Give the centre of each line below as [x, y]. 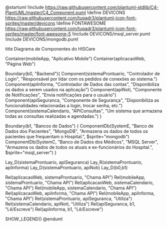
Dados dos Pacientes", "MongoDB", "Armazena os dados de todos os [77, 131]
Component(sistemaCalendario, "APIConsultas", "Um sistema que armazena [84, 111]
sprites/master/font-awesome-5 [38, 34]
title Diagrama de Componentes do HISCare [50, 49]
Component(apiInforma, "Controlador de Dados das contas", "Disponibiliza [82, 84]
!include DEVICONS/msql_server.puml [111, 34]
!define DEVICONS [106, 13]
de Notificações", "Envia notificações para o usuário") [61, 95]
